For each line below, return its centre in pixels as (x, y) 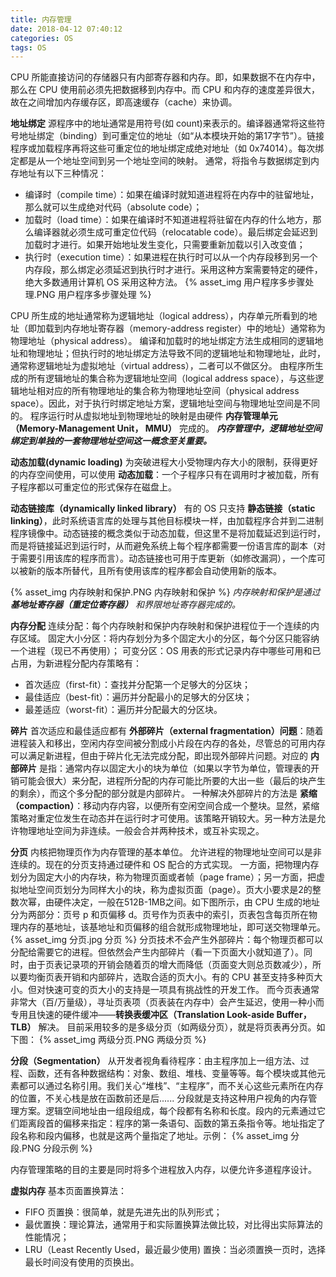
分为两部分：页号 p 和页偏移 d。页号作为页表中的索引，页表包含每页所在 (159, 915)
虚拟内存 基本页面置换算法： (68, 1191)
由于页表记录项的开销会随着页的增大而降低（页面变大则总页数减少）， (170, 965)
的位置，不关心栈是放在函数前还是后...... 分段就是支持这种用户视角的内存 (159, 1098)
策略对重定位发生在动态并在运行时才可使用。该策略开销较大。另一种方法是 (163, 818)
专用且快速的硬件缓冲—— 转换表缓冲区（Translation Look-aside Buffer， (161, 1015)
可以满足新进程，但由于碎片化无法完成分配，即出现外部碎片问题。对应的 (159, 756)
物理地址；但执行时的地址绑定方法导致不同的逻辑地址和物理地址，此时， (176, 353)
